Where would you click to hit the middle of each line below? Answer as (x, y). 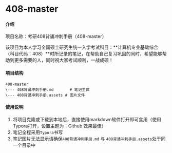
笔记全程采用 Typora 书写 (38, 132)
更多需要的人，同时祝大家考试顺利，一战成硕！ (64, 60)
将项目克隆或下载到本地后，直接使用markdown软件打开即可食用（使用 (87, 119)
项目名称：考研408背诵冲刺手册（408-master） (56, 36)
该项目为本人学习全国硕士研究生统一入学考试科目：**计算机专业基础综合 (82, 47)
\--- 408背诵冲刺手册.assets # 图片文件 (45, 95)
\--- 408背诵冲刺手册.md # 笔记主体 (47, 90)
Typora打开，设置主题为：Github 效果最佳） (59, 126)
